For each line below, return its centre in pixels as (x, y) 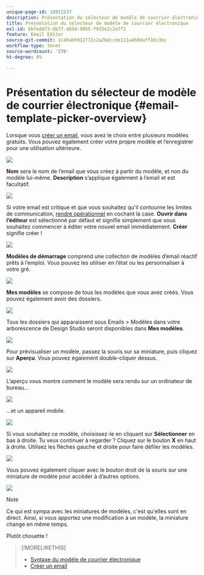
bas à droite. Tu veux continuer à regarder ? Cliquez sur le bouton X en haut (101, 440)
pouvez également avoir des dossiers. (54, 299)
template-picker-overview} (77, 118)
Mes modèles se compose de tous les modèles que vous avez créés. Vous (100, 292)
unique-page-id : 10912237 (39, 12)
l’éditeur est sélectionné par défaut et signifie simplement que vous (91, 220)
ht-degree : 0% (24, 57)
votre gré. (19, 269)
